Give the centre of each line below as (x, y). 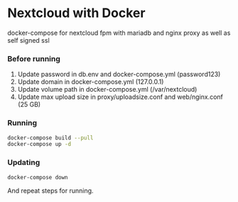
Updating (24, 163)
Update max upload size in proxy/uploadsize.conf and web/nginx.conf (120, 97)
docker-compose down (38, 177)
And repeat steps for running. (50, 191)
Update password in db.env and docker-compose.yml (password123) (119, 74)
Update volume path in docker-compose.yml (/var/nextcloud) (107, 90)
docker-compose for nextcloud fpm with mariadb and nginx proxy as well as (119, 33)
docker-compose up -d (39, 144)
